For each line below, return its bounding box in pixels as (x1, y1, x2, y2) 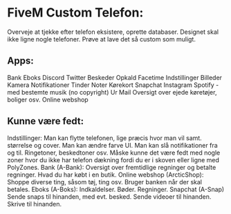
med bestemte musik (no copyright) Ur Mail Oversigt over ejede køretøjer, (7, 88, 217, 96)
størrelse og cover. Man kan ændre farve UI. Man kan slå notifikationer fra (7, 141, 218, 149)
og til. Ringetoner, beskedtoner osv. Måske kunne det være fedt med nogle (7, 148, 221, 157)
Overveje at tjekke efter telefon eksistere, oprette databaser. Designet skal (7, 28, 219, 36)
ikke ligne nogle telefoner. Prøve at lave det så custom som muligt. (7, 35, 196, 43)
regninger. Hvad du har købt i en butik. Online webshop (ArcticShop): (7, 171, 204, 179)
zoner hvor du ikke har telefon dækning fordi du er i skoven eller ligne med (7, 155, 220, 164)
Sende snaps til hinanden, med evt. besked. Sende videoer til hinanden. (7, 192, 212, 201)
